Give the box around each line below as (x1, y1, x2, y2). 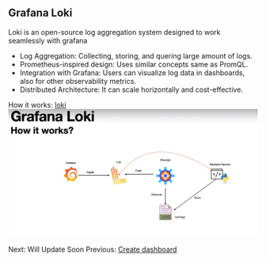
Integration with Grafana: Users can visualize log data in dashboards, (19, 67, 245, 78)
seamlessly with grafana (8, 36, 88, 45)
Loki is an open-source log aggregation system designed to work (8, 27, 221, 36)
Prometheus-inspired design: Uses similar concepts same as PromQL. (19, 59, 249, 69)
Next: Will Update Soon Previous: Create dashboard (8, 245, 177, 254)
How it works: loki (8, 100, 66, 109)
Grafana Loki (8, 6, 73, 20)
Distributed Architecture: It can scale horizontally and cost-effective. (19, 85, 244, 94)
